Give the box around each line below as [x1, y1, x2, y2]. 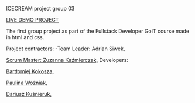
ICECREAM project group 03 [6, 5, 75, 12]
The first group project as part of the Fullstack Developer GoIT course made [6, 28, 189, 35]
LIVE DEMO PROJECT [6, 16, 59, 23]
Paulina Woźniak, [6, 79, 48, 86]
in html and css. [6, 34, 45, 40]
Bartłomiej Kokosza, [6, 68, 54, 75]
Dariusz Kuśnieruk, [6, 91, 52, 97]
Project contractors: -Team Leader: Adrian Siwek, [6, 45, 125, 52]
